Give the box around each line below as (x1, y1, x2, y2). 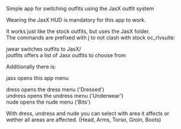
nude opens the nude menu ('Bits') (6, 98, 91, 105)
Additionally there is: (6, 63, 56, 70)
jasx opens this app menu (6, 75, 69, 81)
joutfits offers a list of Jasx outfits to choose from (6, 52, 126, 58)
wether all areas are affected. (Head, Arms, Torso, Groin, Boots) (6, 116, 161, 123)
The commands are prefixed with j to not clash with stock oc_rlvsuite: (6, 34, 176, 41)
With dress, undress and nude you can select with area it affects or (6, 110, 170, 117)
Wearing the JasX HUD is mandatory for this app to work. (6, 16, 146, 23)
